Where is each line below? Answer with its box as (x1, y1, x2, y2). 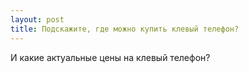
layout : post (10, 14, 65, 25)
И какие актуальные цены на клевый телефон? (10, 51, 211, 63)
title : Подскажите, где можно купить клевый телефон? (10, 24, 240, 34)
